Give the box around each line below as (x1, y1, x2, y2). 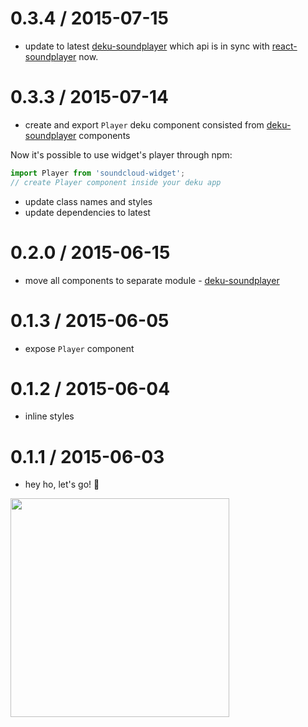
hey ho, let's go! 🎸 (24, 478, 100, 491)
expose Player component (24, 342, 135, 354)
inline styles (24, 410, 75, 422)
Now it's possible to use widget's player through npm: (10, 148, 233, 161)
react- (271, 40, 298, 52)
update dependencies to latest (24, 206, 151, 218)
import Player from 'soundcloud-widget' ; (10, 168, 186, 178)
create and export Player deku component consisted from (24, 118, 265, 131)
